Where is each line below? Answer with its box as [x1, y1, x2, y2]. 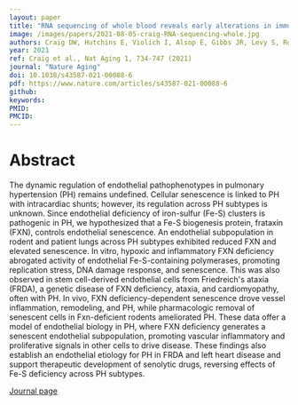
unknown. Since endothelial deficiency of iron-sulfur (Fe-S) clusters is [9, 208, 266, 218]
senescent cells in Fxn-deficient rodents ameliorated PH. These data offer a [9, 312, 286, 322]
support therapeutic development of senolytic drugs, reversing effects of [9, 359, 276, 369]
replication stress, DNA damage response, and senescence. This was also [9, 265, 281, 275]
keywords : [9, 95, 46, 105]
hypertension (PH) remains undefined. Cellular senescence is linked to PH [9, 189, 279, 200]
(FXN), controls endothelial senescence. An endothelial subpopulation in [9, 227, 274, 238]
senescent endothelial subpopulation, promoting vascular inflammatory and [9, 330, 286, 342]
